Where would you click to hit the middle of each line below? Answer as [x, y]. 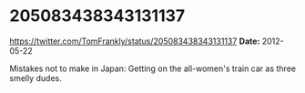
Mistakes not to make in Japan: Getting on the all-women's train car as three [152, 68]
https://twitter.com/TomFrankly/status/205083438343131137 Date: [135, 41]
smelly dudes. [36, 77]
